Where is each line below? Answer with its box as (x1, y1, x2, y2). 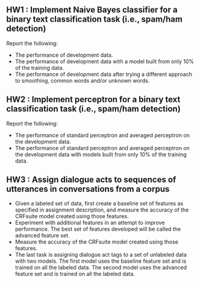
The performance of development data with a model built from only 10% (14, 57, 195, 65)
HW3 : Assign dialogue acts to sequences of (6, 175, 177, 185)
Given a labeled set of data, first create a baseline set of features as (14, 200, 184, 207)
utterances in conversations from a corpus (6, 184, 170, 195)
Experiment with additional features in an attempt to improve (14, 219, 165, 227)
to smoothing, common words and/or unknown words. (14, 77, 150, 84)
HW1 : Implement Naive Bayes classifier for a (6, 5, 178, 15)
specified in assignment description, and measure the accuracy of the (14, 206, 189, 213)
